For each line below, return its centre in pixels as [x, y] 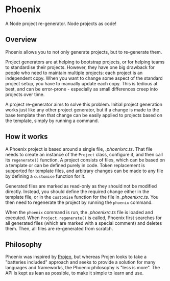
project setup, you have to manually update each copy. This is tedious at [81, 83]
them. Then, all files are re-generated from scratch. [59, 228]
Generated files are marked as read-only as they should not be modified [81, 186]
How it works [27, 137]
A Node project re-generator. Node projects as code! [61, 24]
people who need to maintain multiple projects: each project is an [74, 73]
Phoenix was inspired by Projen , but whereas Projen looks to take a [76, 257]
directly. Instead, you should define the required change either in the [77, 191]
